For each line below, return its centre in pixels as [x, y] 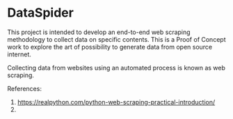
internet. [19, 54]
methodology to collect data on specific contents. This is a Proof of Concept [116, 39]
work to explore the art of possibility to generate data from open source [110, 47]
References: [24, 88]
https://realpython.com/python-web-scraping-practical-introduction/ [116, 102]
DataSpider [41, 13]
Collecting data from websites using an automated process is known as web [116, 68]
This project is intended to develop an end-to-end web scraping [99, 32]
